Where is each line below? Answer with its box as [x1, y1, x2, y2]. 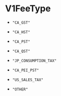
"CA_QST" [12, 49, 30, 54]
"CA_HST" [12, 30, 30, 34]
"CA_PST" [12, 39, 30, 44]
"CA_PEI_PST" [12, 67, 39, 73]
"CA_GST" [12, 20, 30, 25]
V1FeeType [5, 3, 51, 14]
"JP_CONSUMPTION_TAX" [12, 58, 57, 63]
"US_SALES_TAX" [12, 77, 44, 82]
